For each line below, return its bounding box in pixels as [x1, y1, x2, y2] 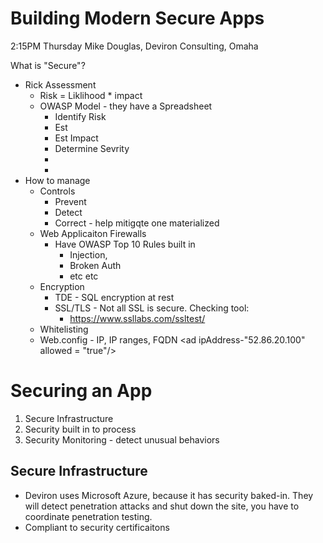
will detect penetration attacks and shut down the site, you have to [24, 500, 300, 512]
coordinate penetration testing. [24, 510, 153, 522]
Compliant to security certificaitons [24, 521, 170, 533]
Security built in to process [24, 423, 137, 435]
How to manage [24, 174, 91, 186]
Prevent [54, 195, 87, 207]
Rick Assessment [24, 78, 97, 91]
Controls [39, 185, 76, 197]
